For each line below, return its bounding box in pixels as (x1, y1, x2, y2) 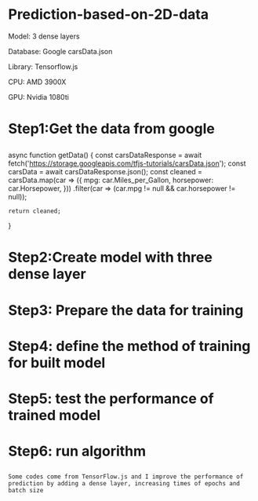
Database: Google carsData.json (8, 46, 113, 56)
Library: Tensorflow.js (8, 61, 78, 71)
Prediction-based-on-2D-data (8, 5, 209, 24)
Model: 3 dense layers (8, 31, 80, 41)
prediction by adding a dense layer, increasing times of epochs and (8, 480, 241, 488)
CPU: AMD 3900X (8, 77, 67, 86)
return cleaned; (8, 207, 61, 215)
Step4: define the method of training (8, 337, 251, 355)
